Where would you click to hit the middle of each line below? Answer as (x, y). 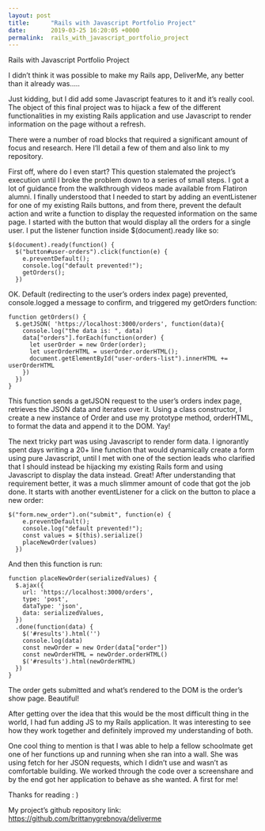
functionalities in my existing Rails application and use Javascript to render (130, 116)
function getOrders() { (47, 317)
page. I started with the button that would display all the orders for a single (130, 222)
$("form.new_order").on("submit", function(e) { (90, 515)
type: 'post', (45, 599)
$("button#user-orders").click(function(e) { (92, 252)
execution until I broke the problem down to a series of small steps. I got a (129, 180)
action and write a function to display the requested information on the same (133, 213)
